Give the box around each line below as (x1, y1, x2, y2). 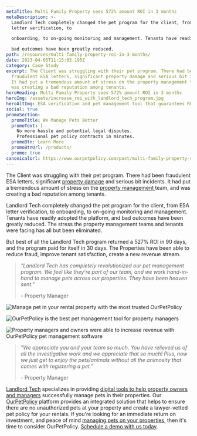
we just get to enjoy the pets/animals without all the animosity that (20, 356, 182, 363)
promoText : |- (11, 123, 46, 129)
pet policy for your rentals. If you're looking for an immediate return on (6, 410, 176, 417)
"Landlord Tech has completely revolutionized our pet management (20, 262, 185, 269)
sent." (20, 280, 35, 288)
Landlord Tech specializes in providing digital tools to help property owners (6, 385, 188, 393)
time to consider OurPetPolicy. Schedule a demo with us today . (6, 422, 158, 430)
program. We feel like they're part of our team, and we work (20, 268, 166, 275)
